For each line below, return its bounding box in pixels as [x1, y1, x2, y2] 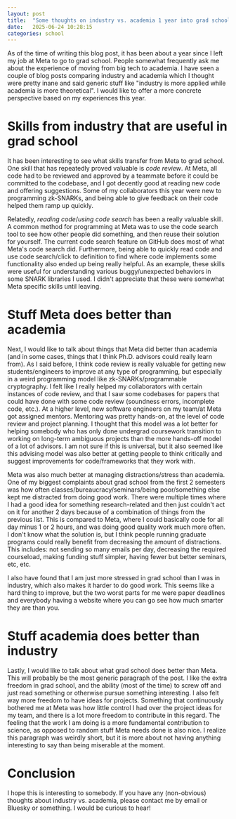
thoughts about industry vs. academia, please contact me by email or [7, 797, 208, 804]
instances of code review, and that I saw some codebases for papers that [7, 390, 220, 398]
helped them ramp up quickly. [7, 202, 93, 210]
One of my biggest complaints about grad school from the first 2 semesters [7, 478, 225, 487]
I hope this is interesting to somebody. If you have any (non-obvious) [7, 789, 206, 797]
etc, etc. [7, 560, 32, 569]
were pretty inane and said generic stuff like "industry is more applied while [7, 79, 226, 88]
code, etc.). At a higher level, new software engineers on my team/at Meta [7, 405, 222, 413]
